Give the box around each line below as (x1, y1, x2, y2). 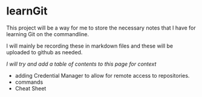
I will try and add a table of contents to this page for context (6, 60, 157, 67)
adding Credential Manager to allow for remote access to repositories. (15, 72, 190, 79)
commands (15, 78, 44, 86)
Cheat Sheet (15, 84, 47, 92)
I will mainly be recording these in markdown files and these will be (6, 42, 174, 49)
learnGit (6, 4, 48, 18)
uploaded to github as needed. (6, 48, 83, 55)
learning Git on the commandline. (6, 30, 90, 37)
